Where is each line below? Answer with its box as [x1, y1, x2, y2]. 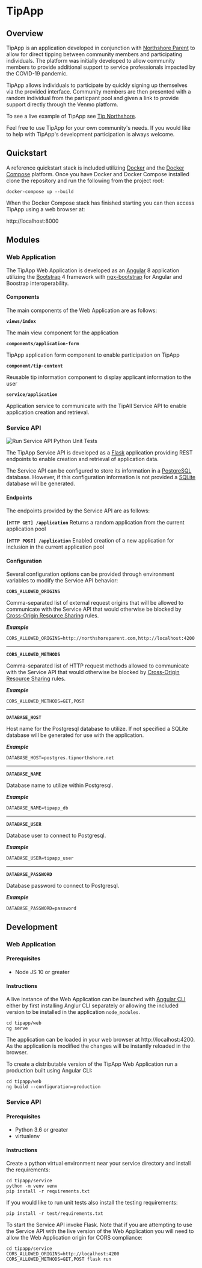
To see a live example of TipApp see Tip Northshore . [6, 113, 136, 119]
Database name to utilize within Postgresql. [6, 782, 114, 789]
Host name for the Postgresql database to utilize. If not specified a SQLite [6, 725, 188, 733]
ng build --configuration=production [6, 1084, 101, 1090]
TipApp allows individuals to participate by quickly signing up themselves [6, 81, 188, 89]
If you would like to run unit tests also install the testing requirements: [6, 1199, 179, 1206]
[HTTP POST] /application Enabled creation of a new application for [6, 537, 174, 544]
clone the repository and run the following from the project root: [6, 177, 164, 184]
